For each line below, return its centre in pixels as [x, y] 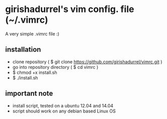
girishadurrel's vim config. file [70, 9]
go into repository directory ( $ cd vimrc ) [55, 67]
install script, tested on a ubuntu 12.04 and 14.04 [63, 105]
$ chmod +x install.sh [35, 72]
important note [29, 94]
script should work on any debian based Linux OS [64, 111]
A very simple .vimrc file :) [32, 34]
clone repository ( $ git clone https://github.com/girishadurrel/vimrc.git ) [87, 62]
